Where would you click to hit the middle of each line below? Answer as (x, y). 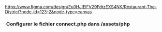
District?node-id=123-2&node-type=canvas (49, 12)
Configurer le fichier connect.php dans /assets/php (68, 24)
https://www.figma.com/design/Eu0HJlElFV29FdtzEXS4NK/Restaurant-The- (81, 7)
